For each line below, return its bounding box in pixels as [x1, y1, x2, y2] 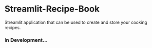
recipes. [4, 24, 21, 30]
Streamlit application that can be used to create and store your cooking [4, 19, 147, 25]
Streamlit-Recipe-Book [4, 3, 100, 15]
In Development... [4, 36, 48, 43]
